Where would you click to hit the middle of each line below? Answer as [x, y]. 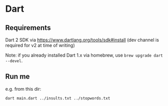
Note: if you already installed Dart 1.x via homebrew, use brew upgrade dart [84, 55]
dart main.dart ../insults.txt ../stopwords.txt [58, 98]
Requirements [28, 28]
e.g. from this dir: [23, 89]
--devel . [14, 61]
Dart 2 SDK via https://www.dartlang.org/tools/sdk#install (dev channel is [82, 40]
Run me [18, 77]
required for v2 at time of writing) [40, 45]
